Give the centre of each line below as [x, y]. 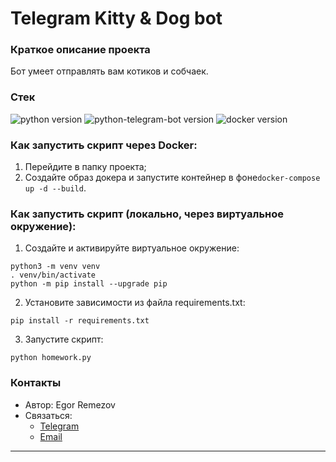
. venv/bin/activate [53, 275]
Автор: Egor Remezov [70, 404]
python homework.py [51, 358]
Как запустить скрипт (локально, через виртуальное [147, 214]
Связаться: [48, 415]
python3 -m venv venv [55, 267]
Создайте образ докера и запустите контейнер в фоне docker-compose [172, 178]
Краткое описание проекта [80, 50]
